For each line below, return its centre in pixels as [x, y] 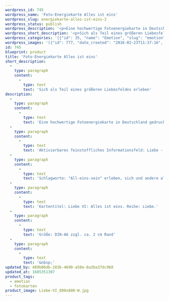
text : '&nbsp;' [39, 263]
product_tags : [20, 277]
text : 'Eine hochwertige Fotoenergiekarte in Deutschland [85, 122]
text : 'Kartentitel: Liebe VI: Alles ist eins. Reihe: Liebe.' [91, 206]
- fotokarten [23, 286]
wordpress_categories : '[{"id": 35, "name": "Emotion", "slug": [74, 38]
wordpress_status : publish [33, 24]
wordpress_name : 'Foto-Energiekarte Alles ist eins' [62, 15]
